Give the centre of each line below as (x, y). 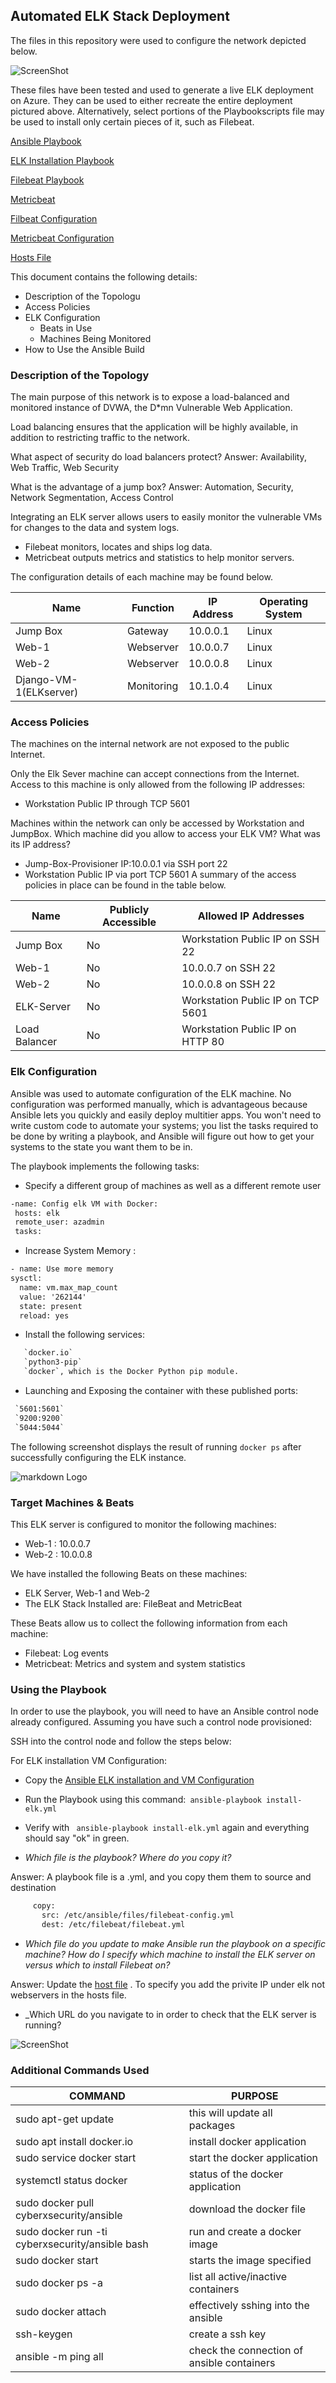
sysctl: (26, 1279)
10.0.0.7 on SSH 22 (229, 968)
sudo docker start (57, 2261)
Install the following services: (85, 1335)
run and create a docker (245, 2232)
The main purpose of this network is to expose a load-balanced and (150, 397)
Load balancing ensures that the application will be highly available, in (154, 427)
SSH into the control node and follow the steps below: (121, 1741)
